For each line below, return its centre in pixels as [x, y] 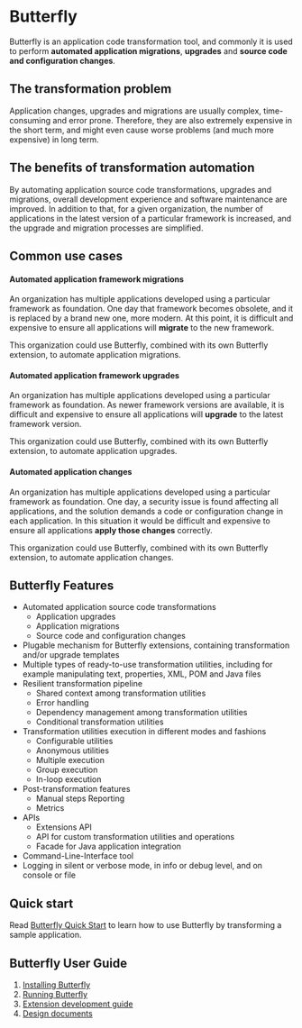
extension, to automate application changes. [92, 557]
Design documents [57, 1014]
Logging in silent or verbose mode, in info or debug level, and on [142, 866]
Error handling [62, 703]
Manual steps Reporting [80, 798]
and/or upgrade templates [71, 655]
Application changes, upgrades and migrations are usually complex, [135, 111]
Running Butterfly [55, 994]
